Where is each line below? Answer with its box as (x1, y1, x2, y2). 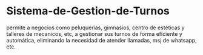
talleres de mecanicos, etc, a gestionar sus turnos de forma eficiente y (6, 30, 183, 37)
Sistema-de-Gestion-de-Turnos (6, 4, 170, 18)
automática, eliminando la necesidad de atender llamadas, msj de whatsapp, (6, 36, 197, 44)
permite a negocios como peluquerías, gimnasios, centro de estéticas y (6, 24, 185, 31)
